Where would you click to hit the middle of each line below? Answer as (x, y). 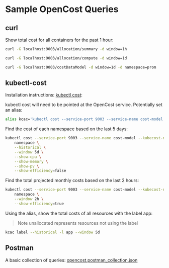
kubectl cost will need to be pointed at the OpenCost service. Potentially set (84, 105)
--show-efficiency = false (40, 171)
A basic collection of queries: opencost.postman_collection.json (71, 260)
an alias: (14, 110)
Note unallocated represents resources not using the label (78, 223)
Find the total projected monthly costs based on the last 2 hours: (72, 181)
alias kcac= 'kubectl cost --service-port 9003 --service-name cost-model (84, 119)
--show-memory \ (31, 161)
